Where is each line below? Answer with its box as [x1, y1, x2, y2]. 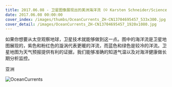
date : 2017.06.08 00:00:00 [5, 12, 63, 17]
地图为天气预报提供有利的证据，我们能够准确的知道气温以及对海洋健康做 [9, 49, 162, 55]
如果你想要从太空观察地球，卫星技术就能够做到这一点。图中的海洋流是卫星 [5, 36, 162, 42]
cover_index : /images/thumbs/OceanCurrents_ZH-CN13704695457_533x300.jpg [5, 17, 166, 22]
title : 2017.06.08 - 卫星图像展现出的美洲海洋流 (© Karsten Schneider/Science [5, 7, 167, 13]
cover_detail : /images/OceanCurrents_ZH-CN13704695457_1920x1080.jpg [5, 21, 157, 27]
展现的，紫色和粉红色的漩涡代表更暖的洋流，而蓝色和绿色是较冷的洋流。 [9, 43, 162, 49]
